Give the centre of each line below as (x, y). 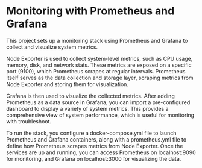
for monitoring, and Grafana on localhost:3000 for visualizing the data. (94, 158)
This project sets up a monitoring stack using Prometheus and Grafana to (97, 40)
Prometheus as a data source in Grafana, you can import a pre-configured (98, 102)
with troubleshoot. (29, 121)
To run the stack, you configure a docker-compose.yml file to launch (91, 133)
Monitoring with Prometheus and (90, 11)
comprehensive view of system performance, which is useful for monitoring (100, 115)
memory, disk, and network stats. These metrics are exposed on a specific (99, 65)
